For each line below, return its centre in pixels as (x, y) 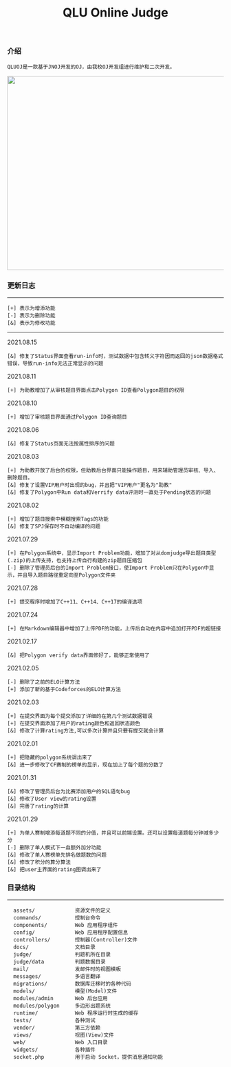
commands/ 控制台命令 (57, 918)
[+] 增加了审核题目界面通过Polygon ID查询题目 (67, 417)
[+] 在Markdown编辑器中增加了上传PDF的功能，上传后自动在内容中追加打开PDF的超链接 (114, 628)
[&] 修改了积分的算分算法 (39, 862)
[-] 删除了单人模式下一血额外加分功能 (54, 847)
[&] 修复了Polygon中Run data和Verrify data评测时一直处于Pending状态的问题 (109, 492)
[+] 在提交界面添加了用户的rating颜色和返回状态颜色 (74, 723)
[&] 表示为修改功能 (31, 323)
